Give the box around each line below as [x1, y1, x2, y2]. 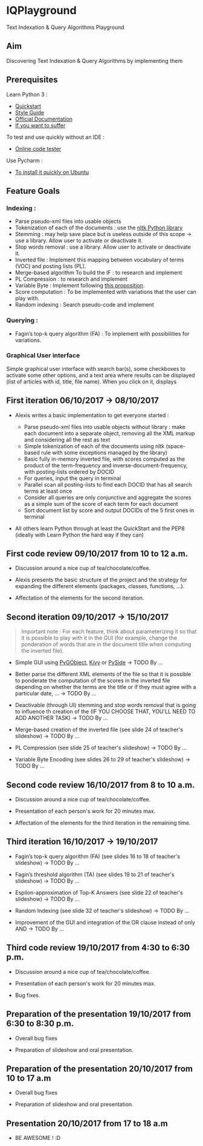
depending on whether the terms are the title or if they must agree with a [14, 683, 196, 691]
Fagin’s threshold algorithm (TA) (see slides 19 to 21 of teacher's [14, 871, 175, 878]
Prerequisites [6, 75, 58, 85]
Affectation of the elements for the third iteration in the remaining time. [14, 819, 191, 827]
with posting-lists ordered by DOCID [24, 468, 115, 475]
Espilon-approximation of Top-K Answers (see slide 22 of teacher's [14, 889, 183, 896]
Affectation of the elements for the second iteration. [14, 594, 144, 601]
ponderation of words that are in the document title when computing [21, 641, 192, 648]
